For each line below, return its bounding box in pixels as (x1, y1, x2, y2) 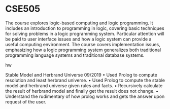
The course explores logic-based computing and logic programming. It (5, 20, 153, 26)
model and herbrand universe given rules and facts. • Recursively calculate (5, 82, 163, 89)
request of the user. (5, 98, 47, 104)
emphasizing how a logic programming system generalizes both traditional (5, 47, 161, 53)
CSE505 (5, 3, 41, 15)
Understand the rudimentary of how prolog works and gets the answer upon (5, 93, 165, 99)
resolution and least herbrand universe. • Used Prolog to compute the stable (5, 77, 165, 83)
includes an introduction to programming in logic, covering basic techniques (5, 25, 164, 31)
